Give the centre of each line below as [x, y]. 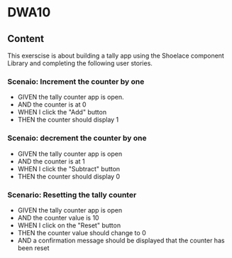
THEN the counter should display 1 [68, 120]
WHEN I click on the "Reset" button [69, 225]
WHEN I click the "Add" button [62, 112]
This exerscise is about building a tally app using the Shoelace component [116, 55]
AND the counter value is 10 [58, 217]
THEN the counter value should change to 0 [82, 232]
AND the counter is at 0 [52, 104]
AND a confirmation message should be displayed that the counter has [121, 240]
